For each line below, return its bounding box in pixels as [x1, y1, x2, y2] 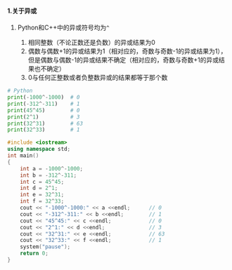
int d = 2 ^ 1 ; [20, 184, 58, 192]
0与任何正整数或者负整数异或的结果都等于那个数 [27, 74, 168, 82]
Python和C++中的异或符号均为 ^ [17, 23, 110, 32]
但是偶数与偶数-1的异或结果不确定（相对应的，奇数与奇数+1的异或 [27, 56, 219, 65]
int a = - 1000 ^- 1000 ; [20, 165, 83, 172]
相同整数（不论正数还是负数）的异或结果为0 [27, 39, 156, 47]
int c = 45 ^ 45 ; [20, 178, 65, 185]
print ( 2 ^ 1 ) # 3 [7, 113, 80, 121]
